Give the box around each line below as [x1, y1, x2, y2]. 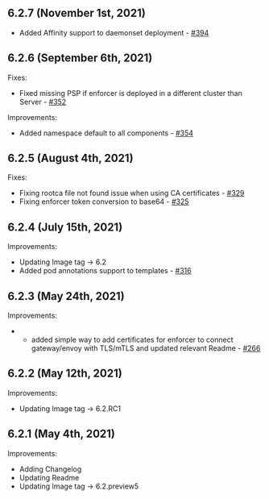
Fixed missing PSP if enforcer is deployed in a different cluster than [19, 88, 242, 98]
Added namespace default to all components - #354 [19, 128, 194, 138]
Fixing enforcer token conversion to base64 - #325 [19, 197, 190, 206]
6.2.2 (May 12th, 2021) [7, 367, 122, 380]
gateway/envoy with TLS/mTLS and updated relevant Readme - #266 [31, 343, 261, 353]
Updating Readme [19, 472, 80, 482]
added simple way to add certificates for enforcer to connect [31, 335, 234, 345]
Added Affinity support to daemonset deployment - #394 [19, 27, 209, 37]
